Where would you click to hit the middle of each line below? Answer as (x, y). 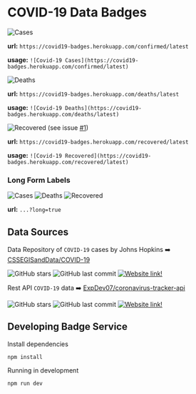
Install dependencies (38, 344)
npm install (25, 357)
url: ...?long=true (35, 209)
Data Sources (38, 232)
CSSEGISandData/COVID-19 (49, 260)
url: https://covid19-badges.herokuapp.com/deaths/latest (93, 94)
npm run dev (25, 383)
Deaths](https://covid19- (104, 108)
